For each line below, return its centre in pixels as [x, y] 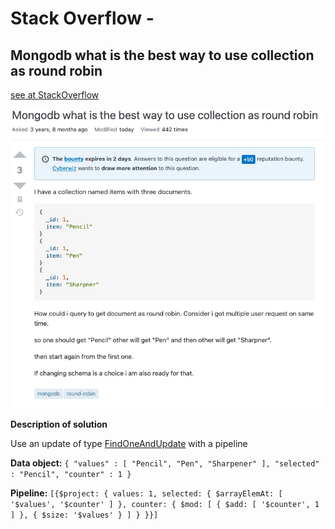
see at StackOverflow [55, 95]
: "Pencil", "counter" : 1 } [71, 474]
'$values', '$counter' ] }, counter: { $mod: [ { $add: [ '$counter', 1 [165, 504]
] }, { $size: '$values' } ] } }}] [84, 515]
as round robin [56, 70]
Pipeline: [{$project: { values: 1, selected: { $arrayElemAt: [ [146, 493]
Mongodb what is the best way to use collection [162, 55]
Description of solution [59, 424]
